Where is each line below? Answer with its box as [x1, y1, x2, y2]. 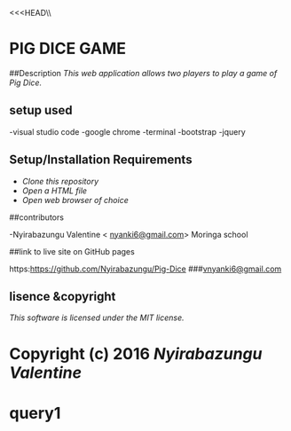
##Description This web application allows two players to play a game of [9, 67, 278, 78]
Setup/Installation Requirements [9, 153, 193, 168]
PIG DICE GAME [9, 39, 127, 59]
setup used [9, 103, 73, 118]
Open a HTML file [21, 185, 87, 196]
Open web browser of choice [21, 194, 129, 205]
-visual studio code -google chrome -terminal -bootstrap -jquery [9, 126, 246, 137]
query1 [9, 403, 61, 423]
